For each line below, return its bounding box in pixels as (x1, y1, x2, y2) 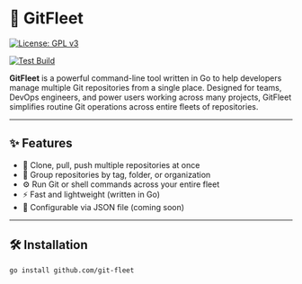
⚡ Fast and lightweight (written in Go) (22, 189, 160, 200)
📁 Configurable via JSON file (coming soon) (22, 201, 185, 212)
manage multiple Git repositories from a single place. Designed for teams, (9, 82, 282, 93)
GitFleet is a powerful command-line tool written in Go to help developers (9, 72, 282, 84)
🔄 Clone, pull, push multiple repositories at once (22, 159, 200, 170)
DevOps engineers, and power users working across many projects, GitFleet (9, 92, 292, 102)
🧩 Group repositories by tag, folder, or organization (22, 169, 211, 180)
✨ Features (9, 136, 73, 151)
